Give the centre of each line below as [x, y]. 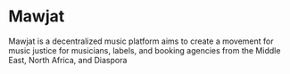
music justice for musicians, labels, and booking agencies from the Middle [145, 50]
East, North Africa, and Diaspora [68, 60]
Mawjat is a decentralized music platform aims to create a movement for [141, 41]
